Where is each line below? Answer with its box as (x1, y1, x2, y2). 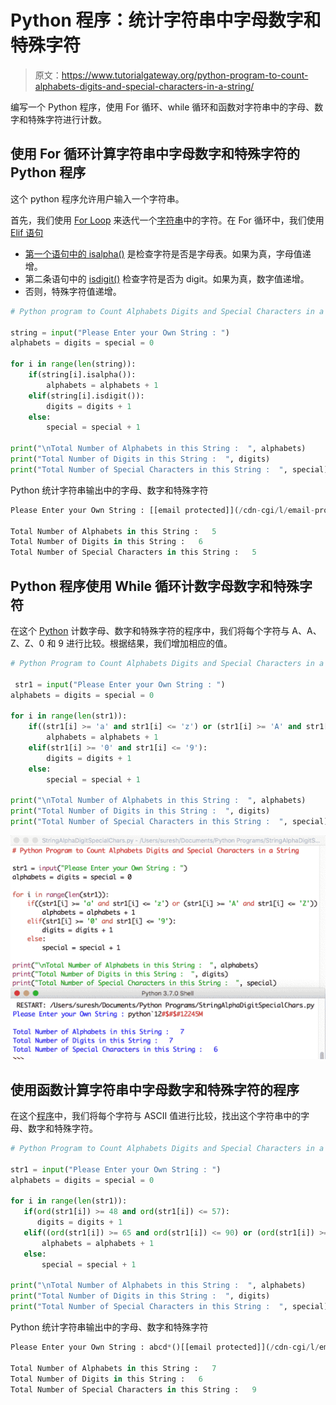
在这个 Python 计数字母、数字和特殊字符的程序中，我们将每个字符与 (10, 624, 290, 636)
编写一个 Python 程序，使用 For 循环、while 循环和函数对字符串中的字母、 (10, 101, 315, 113)
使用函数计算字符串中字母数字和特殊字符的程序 (10, 1081, 300, 1098)
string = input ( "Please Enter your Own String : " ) (10, 327, 230, 338)
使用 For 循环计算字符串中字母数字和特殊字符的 (10, 146, 301, 163)
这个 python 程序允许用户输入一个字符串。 (10, 192, 185, 205)
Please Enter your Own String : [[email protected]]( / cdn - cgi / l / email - (10, 505, 315, 515)
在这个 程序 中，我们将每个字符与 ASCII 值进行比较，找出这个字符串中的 (10, 1110, 302, 1122)
